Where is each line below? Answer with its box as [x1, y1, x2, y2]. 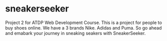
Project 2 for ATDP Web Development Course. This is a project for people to [5, 19, 162, 25]
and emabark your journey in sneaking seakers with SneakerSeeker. [5, 30, 146, 36]
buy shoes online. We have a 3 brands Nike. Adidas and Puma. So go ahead [5, 24, 162, 30]
